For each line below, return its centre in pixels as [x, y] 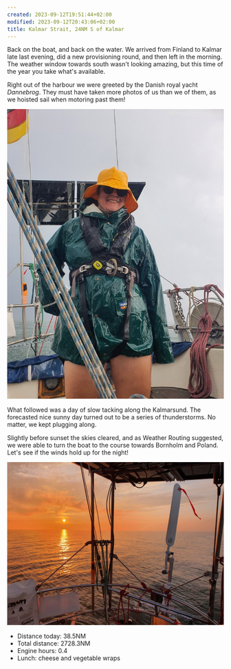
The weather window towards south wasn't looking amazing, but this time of [115, 64]
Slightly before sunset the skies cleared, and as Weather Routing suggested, [115, 438]
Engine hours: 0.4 [42, 651]
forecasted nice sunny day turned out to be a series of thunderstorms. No [112, 417]
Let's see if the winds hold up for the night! [68, 452]
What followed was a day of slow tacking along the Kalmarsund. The [104, 410]
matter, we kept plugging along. [52, 425]
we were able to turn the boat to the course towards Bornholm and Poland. [113, 446]
